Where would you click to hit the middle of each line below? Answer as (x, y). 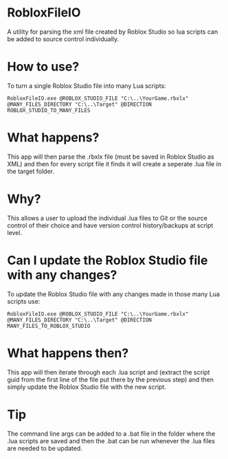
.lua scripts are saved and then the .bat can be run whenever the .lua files (111, 440)
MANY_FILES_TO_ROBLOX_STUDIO (49, 326)
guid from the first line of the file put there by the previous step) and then (111, 379)
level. (15, 232)
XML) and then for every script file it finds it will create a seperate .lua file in (114, 164)
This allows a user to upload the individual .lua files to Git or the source (107, 218)
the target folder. (31, 171)
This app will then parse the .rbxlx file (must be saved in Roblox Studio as (111, 157)
